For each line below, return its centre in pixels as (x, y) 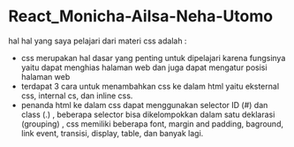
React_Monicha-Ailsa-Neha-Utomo (141, 16)
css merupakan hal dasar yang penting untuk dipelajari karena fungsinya (153, 58)
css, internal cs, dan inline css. (77, 96)
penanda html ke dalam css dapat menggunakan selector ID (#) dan (144, 104)
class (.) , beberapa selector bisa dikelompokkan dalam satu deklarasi (148, 114)
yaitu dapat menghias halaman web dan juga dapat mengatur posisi (144, 67)
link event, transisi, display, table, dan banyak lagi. (112, 133)
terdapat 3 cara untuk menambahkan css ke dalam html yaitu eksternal (150, 86)
